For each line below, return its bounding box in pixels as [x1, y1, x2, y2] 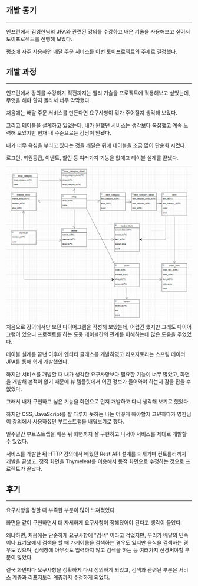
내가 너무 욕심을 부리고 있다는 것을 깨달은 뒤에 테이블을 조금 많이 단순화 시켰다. [6, 141, 187, 149]
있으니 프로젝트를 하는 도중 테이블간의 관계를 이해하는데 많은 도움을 [21, 331, 176, 338]
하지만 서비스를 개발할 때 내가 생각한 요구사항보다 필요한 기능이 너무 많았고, [6, 371, 179, 378]
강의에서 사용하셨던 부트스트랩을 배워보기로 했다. [12, 418, 124, 425]
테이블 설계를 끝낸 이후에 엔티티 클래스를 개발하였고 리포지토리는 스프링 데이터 [6, 351, 186, 358]
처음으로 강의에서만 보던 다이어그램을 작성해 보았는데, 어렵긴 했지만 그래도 [6, 324, 176, 331]
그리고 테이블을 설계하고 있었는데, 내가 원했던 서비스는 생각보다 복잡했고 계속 [6, 122, 183, 129]
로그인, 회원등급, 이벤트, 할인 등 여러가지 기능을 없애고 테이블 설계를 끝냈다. [6, 154, 179, 161]
